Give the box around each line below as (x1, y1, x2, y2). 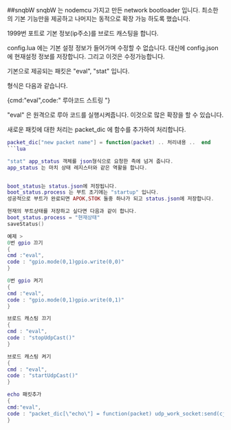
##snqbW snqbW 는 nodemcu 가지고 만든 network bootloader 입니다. (7, 6, 201, 14)
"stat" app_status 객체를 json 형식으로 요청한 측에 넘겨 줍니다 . (7, 157, 174, 165)
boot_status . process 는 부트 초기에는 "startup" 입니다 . (7, 189, 159, 196)
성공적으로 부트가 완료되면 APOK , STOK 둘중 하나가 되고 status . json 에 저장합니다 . (7, 195, 214, 203)
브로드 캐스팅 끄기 (7, 315, 52, 322)
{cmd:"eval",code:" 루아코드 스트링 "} (7, 96, 111, 104)
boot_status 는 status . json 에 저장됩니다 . (7, 183, 118, 190)
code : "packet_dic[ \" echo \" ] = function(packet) (7, 410, 153, 417)
